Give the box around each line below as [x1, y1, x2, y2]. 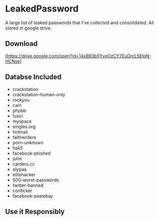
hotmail [12, 129, 28, 135]
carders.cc [12, 161, 35, 167]
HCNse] [5, 58, 22, 64]
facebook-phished [12, 150, 51, 156]
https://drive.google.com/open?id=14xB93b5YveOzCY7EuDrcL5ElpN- [7, 53, 151, 59]
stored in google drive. [5, 25, 52, 31]
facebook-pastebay [12, 193, 54, 199]
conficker [12, 187, 33, 193]
